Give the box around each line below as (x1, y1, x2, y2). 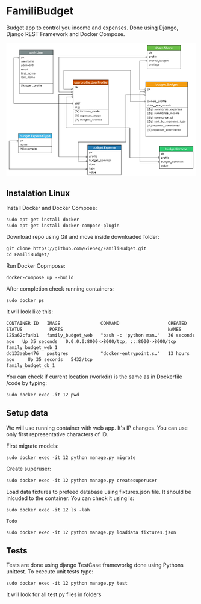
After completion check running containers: (6, 285, 114, 292)
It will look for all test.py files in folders (6, 591, 102, 598)
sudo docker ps (6, 297, 45, 303)
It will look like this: (6, 308, 53, 315)
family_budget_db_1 (6, 362, 55, 368)
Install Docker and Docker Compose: (6, 204, 97, 211)
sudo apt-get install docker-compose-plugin (6, 223, 120, 229)
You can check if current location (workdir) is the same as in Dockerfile (6, 373, 182, 380)
